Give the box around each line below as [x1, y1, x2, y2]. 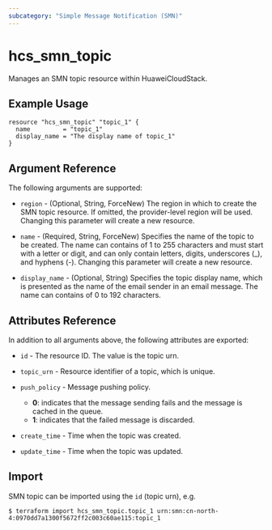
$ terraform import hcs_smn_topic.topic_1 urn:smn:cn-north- [8, 507, 219, 515]
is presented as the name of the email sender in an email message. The [19, 282, 259, 291]
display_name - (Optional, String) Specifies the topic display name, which [19, 273, 263, 283]
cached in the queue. [32, 406, 104, 416]
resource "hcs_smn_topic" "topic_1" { [8, 118, 139, 126]
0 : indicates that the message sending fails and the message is [32, 398, 243, 407]
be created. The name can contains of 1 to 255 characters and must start [19, 240, 264, 250]
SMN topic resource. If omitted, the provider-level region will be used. [19, 207, 253, 217]
